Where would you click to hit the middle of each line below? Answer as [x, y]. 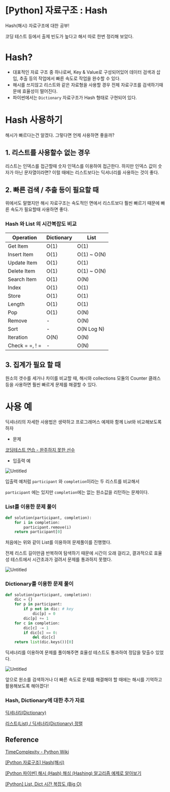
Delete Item [22, 271]
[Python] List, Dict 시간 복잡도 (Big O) [44, 784]
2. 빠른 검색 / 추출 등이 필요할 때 [52, 190]
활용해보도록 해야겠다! [27, 686]
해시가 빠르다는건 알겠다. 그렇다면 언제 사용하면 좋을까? [60, 135]
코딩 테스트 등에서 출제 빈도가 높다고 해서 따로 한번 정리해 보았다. [70, 36]
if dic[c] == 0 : [41, 632]
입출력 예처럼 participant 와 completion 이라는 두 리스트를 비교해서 [72, 482]
